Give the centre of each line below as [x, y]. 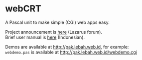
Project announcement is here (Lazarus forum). [54, 32]
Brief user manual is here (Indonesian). [45, 37]
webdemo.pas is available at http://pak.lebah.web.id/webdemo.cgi [71, 52]
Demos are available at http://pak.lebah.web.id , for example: [67, 47]
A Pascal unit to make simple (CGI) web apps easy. [57, 22]
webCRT [23, 9]
